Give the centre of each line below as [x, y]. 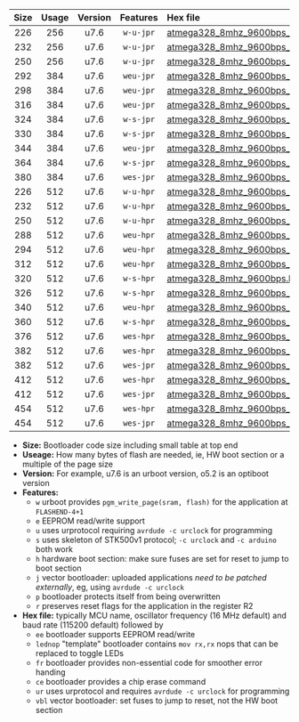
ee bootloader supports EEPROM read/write [115, 634]
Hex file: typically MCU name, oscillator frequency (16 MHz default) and [154, 615]
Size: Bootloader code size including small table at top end [130, 445]
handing [50, 672]
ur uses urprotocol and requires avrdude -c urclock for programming [162, 691]
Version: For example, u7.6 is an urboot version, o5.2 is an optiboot [145, 474]
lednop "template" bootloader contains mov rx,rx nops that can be [157, 644]
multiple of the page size [68, 464]
